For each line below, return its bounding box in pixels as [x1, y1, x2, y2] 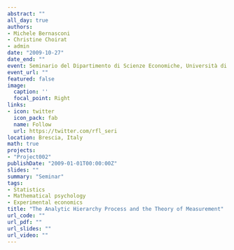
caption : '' [13, 88, 49, 95]
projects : [7, 147, 36, 154]
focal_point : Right [13, 95, 71, 102]
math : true [7, 141, 39, 148]
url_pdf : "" [7, 218, 42, 225]
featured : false [7, 75, 55, 83]
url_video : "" [7, 232, 49, 239]
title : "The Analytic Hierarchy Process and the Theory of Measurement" [7, 206, 224, 213]
